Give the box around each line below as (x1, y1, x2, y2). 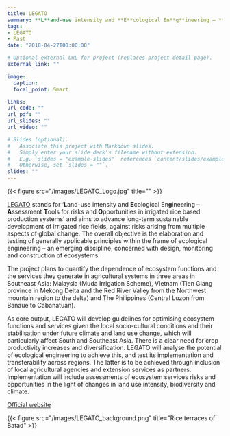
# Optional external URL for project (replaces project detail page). (7, 54, 213, 62)
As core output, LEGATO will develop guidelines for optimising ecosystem (7, 314, 214, 323)
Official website (7, 401, 51, 409)
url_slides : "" (7, 117, 51, 124)
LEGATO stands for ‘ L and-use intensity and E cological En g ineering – (7, 200, 200, 208)
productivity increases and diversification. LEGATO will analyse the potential (7, 344, 222, 352)
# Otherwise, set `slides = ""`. (7, 162, 109, 169)
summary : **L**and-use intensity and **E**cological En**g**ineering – (7, 16, 216, 23)
